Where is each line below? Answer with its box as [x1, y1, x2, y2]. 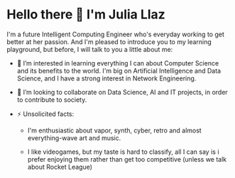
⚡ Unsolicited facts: [16, 110, 75, 118]
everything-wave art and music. [27, 133, 121, 142]
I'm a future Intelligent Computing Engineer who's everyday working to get [6, 30, 224, 38]
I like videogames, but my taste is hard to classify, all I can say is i [27, 147, 219, 156]
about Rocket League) [27, 162, 93, 171]
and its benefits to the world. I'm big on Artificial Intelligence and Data [16, 66, 222, 75]
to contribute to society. [16, 95, 87, 104]
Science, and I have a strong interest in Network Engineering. [16, 74, 197, 83]
